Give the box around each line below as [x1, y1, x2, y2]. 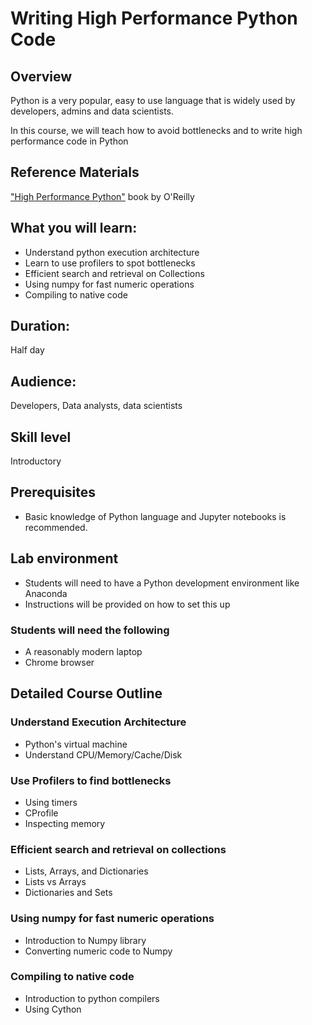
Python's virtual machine [24, 738, 128, 750]
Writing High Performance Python [10, 7, 298, 30]
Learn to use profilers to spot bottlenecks [24, 257, 196, 269]
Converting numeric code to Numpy [24, 945, 173, 957]
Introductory [10, 455, 62, 467]
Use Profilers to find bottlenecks [10, 773, 172, 787]
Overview [10, 68, 73, 85]
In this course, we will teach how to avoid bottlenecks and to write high [10, 125, 303, 136]
